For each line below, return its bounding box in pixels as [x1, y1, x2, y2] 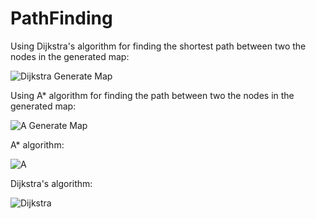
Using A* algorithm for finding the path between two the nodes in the [10, 89, 295, 101]
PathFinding [10, 7, 113, 30]
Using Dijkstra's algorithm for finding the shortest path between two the [10, 40, 307, 52]
